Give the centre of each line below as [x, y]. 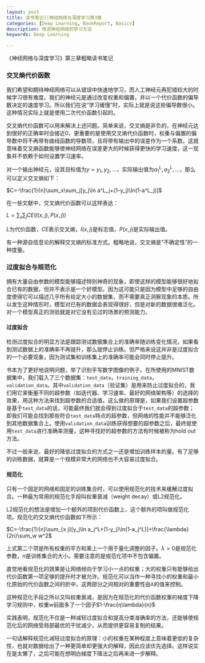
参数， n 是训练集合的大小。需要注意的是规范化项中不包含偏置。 [85, 556]
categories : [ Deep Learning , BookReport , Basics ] [71, 23]
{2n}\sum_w [22, 536]
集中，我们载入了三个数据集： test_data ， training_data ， [84, 378]
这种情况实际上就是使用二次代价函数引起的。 [63, 113]
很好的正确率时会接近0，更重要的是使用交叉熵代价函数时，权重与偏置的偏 [104, 133]
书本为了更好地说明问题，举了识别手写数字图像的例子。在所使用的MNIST [98, 370]
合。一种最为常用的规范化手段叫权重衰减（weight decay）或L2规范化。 [96, 496]
